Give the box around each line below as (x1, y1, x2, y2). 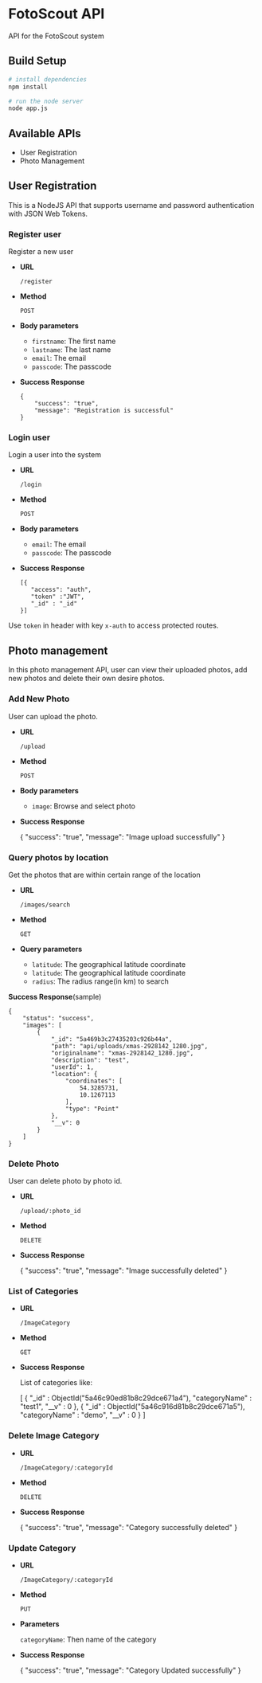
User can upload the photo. (8, 711, 98, 721)
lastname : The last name (31, 345, 111, 354)
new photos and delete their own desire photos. (8, 674, 166, 683)
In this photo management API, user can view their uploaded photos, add (8, 665, 248, 675)
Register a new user (8, 247, 74, 256)
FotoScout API (8, 5, 105, 23)
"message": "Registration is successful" (34, 407, 174, 415)
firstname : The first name (31, 336, 116, 346)
